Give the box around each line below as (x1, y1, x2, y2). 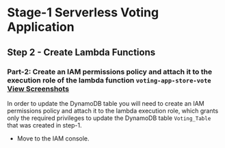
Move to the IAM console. (16, 134, 90, 143)
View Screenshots (7, 84, 70, 93)
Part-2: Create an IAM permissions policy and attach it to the (7, 67, 213, 76)
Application (7, 19, 75, 35)
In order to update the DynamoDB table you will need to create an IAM (7, 99, 204, 107)
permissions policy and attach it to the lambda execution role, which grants (7, 106, 219, 115)
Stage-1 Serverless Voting (7, 5, 159, 20)
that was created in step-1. (7, 121, 82, 129)
